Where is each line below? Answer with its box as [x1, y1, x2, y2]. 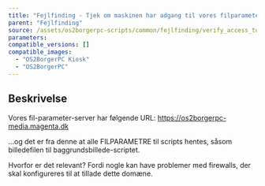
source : [8, 26, 34, 34]
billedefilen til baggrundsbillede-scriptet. [8, 145, 140, 154]
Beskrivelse [8, 92, 68, 106]
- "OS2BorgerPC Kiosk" [15, 56, 90, 64]
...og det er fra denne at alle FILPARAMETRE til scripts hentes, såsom [8, 136, 233, 146]
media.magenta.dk [8, 121, 69, 131]
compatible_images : [8, 48, 73, 56]
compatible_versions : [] [8, 41, 90, 49]
